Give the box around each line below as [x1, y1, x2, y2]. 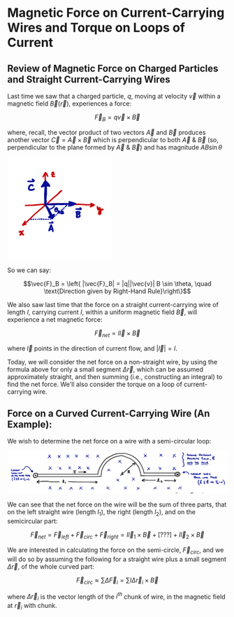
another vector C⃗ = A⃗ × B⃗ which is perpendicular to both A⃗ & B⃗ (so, [7, 135, 219, 144]
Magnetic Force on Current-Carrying [7, 5, 225, 21]
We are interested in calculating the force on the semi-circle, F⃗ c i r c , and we [7, 546, 224, 555]
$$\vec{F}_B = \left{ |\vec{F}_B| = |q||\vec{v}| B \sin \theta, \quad [23, 279, 212, 288]
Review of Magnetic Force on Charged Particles [7, 62, 219, 74]
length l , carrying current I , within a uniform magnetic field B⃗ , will [7, 308, 198, 316]
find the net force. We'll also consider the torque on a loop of [7, 380, 183, 388]
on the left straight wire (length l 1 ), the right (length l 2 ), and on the [7, 508, 196, 518]
